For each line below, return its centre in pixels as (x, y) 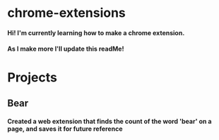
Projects (32, 77)
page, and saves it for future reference (65, 129)
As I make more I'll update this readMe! (66, 49)
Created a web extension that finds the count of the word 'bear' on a (109, 121)
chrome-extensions (66, 13)
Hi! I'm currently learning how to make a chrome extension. (96, 32)
